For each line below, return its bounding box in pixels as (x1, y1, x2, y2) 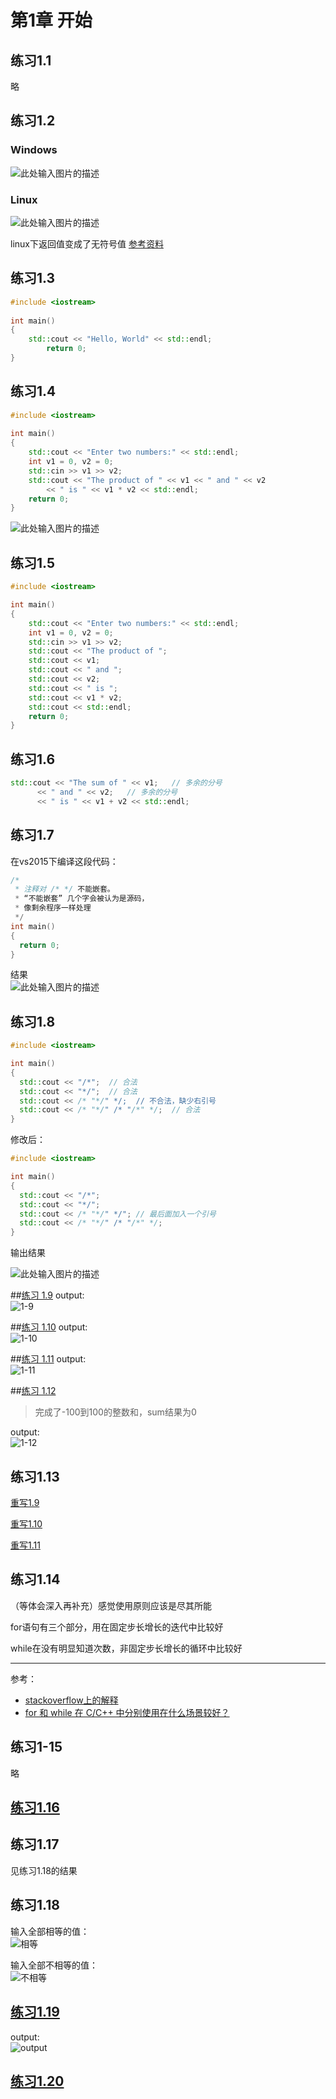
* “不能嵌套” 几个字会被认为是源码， (14, 894, 150, 904)
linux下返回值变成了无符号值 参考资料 (10, 237, 164, 250)
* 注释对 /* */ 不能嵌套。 (14, 884, 115, 895)
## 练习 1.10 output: (10, 1321, 88, 1333)
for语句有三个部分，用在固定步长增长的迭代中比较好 (10, 1621, 224, 1633)
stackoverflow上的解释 (24, 1694, 119, 1706)
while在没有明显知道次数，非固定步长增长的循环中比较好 (10, 1642, 243, 1654)
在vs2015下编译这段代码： (10, 855, 119, 867)
